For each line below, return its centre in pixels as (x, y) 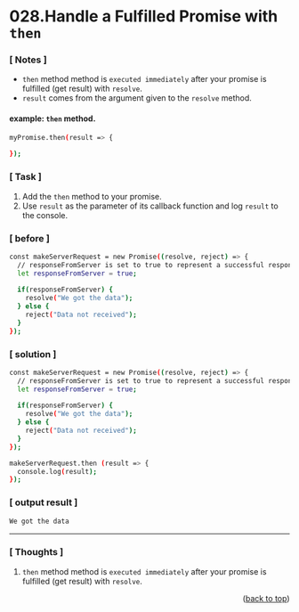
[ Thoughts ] (36, 552)
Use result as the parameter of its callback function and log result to (150, 206)
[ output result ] (44, 502)
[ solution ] (33, 354)
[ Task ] (25, 177)
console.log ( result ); (57, 471)
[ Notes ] (28, 60)
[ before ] (30, 238)
